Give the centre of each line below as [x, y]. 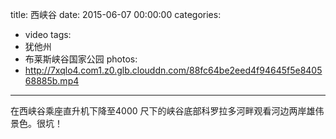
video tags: [48, 34]
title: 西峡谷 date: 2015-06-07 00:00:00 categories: [116, 14]
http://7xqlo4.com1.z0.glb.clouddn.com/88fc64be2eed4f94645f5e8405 [173, 70]
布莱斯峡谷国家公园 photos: [81, 59]
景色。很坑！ [36, 123]
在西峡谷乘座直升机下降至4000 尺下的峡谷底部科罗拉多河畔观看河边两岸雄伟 [167, 111]
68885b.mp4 [52, 81]
